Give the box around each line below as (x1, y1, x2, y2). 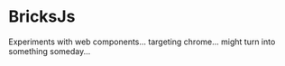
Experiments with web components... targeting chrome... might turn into (8, 36, 276, 47)
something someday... (8, 45, 91, 56)
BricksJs (8, 6, 76, 27)
